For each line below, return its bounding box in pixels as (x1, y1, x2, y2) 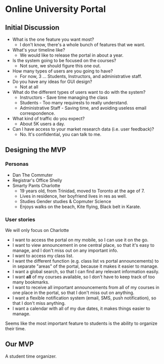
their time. (5, 325, 26, 331)
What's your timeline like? (12, 47, 66, 53)
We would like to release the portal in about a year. (19, 52, 124, 58)
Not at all (19, 84, 39, 90)
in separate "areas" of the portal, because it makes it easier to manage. (12, 263, 159, 269)
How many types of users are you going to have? (12, 68, 113, 74)
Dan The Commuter (12, 172, 53, 178)
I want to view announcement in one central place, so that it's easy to (12, 242, 155, 248)
